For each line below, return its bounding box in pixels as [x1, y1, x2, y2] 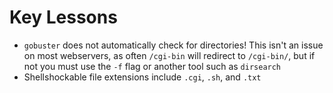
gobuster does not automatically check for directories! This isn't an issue [23, 39, 324, 51]
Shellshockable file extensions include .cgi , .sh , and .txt [23, 71, 262, 83]
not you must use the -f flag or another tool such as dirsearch [23, 60, 282, 72]
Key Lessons [9, 6, 118, 29]
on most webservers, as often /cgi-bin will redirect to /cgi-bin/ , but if [23, 49, 316, 61]
